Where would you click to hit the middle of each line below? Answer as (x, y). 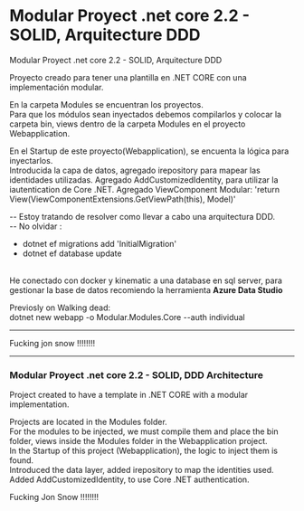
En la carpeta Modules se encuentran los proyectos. (106, 104)
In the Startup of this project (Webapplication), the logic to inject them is (144, 451)
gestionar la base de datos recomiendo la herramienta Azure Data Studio (146, 289)
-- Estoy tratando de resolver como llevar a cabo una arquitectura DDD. (142, 216)
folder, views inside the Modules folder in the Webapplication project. (138, 441)
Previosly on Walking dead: (60, 308)
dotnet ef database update (72, 253)
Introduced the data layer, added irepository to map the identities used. (142, 470)
